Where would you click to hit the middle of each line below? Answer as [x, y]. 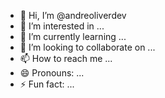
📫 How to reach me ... [66, 58]
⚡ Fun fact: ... [47, 84]
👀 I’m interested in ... [62, 26]
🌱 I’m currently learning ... [73, 36]
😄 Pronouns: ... [52, 73]
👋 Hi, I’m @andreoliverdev [73, 15]
